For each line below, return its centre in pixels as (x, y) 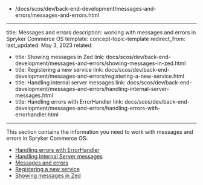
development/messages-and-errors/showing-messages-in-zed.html (100, 63)
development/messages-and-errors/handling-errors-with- (88, 108)
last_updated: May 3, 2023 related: (50, 45)
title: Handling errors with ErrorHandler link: (69, 102)
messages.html (34, 95)
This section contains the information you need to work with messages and (100, 132)
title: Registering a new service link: (59, 70)
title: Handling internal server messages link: (70, 83)
